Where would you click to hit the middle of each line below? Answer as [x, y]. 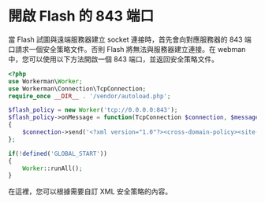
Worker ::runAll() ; [52, 168]
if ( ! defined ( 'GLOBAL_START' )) [58, 153]
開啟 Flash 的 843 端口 [81, 16]
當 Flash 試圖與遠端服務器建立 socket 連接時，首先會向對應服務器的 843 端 [130, 39]
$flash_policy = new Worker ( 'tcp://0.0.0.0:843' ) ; [93, 110]
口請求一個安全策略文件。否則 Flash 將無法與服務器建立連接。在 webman [127, 49]
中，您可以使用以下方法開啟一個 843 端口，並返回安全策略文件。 [114, 59]
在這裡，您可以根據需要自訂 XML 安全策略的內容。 [90, 192]
